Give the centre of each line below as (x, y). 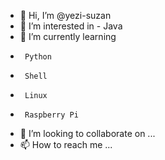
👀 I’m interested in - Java (71, 26)
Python (38, 57)
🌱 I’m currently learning (68, 36)
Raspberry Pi (51, 115)
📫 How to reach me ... (66, 144)
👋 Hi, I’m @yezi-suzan (65, 15)
